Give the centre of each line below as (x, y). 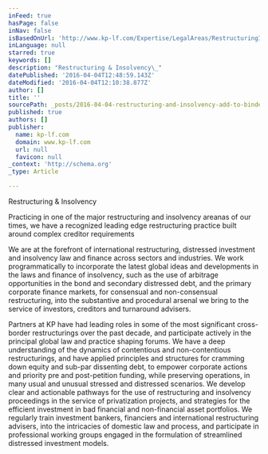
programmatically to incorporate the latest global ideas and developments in (134, 266)
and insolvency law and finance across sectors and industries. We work (126, 258)
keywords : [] (30, 61)
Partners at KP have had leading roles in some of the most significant (122, 324)
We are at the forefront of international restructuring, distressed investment (132, 249)
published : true (35, 113)
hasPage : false (33, 23)
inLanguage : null (37, 46)
